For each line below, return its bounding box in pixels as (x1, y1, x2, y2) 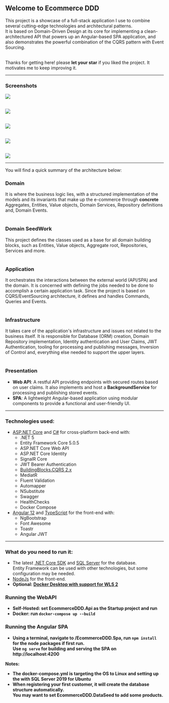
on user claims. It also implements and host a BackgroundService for (12, 384, 157, 390)
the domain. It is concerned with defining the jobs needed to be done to (5, 282, 154, 288)
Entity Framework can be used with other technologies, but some (12, 565, 148, 571)
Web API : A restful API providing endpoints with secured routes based (12, 379, 158, 385)
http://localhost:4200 (12, 651, 59, 657)
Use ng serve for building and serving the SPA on (12, 645, 117, 651)
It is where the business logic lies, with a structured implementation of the (5, 191, 158, 197)
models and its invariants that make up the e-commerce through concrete (5, 196, 159, 203)
